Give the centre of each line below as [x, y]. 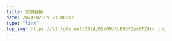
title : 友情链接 [25, 12]
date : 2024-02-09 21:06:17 [40, 17]
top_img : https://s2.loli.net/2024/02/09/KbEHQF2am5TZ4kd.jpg [86, 29]
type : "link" [23, 23]
